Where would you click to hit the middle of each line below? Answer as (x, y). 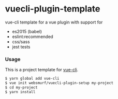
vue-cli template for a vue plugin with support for (54, 22)
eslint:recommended (32, 37)
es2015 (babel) (27, 31)
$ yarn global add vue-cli (32, 79)
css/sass (21, 41)
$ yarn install (20, 92)
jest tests (21, 47)
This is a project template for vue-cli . (42, 70)
